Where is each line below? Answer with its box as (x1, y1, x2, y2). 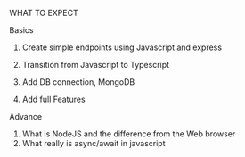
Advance (9, 112, 43, 121)
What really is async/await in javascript (21, 138, 166, 148)
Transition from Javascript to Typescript (21, 60, 170, 70)
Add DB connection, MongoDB (21, 77, 135, 87)
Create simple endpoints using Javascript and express (21, 42, 223, 53)
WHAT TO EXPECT (9, 8, 78, 18)
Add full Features (21, 94, 86, 104)
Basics (9, 25, 34, 35)
